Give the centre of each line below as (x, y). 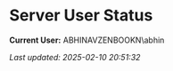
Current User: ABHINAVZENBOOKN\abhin (87, 40)
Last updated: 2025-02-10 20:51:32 (75, 57)
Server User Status (81, 16)
